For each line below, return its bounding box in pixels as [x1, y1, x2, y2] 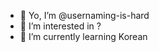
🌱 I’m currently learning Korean [19, 31, 148, 42]
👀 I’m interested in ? [19, 20, 102, 32]
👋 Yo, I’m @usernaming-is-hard [19, 10, 150, 21]
